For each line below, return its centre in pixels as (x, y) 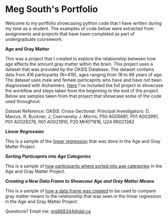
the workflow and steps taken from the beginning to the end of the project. (82, 90)
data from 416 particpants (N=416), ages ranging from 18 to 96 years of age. (84, 74)
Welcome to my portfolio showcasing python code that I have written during (83, 23)
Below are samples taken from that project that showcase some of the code (83, 96)
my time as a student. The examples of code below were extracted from (79, 28)
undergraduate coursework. (34, 39)
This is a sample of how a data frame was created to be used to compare (81, 191)
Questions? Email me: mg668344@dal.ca (48, 211)
